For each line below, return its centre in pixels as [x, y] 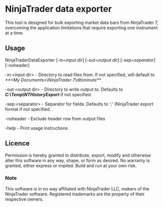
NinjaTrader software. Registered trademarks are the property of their [75, 194]
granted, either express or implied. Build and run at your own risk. [71, 166]
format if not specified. [28, 109]
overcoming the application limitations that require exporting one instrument [81, 27]
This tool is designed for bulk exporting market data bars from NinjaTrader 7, [82, 22]
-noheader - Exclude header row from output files [55, 119]
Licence [18, 143]
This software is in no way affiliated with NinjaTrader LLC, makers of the [77, 188]
